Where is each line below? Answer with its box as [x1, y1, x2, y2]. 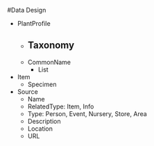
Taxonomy [27, 40, 75, 51]
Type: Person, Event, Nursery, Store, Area [27, 109, 147, 117]
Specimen [27, 80, 57, 88]
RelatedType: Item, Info [27, 102, 94, 111]
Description [27, 117, 61, 125]
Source [17, 87, 38, 96]
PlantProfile [17, 19, 51, 27]
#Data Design [7, 6, 46, 14]
